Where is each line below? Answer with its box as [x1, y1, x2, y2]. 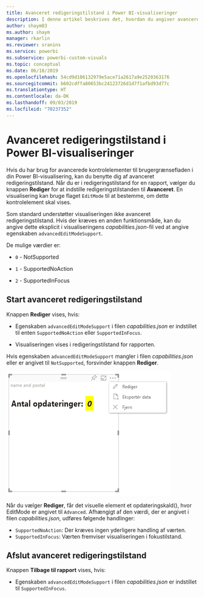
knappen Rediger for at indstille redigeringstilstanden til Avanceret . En [6, 186, 183, 193]
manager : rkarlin [6, 35, 50, 42]
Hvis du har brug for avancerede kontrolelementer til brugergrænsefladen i [6, 166, 193, 173]
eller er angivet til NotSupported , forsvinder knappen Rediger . [6, 359, 159, 366]
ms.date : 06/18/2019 [6, 68, 59, 74]
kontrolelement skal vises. [6, 198, 72, 206]
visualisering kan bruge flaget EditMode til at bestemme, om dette [6, 192, 169, 199]
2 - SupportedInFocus [15, 277, 70, 284]
